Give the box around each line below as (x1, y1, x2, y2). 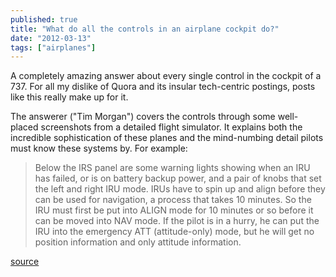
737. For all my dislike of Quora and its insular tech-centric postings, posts (10, 81, 316, 93)
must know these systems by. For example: (10, 142, 188, 155)
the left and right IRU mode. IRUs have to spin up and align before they (34, 183, 326, 195)
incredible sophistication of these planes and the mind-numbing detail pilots (10, 132, 324, 144)
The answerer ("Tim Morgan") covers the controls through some (10, 111, 276, 123)
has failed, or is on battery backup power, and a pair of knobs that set (34, 172, 322, 185)
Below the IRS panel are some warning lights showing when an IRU (34, 162, 311, 174)
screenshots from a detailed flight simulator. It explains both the (40, 121, 303, 133)
